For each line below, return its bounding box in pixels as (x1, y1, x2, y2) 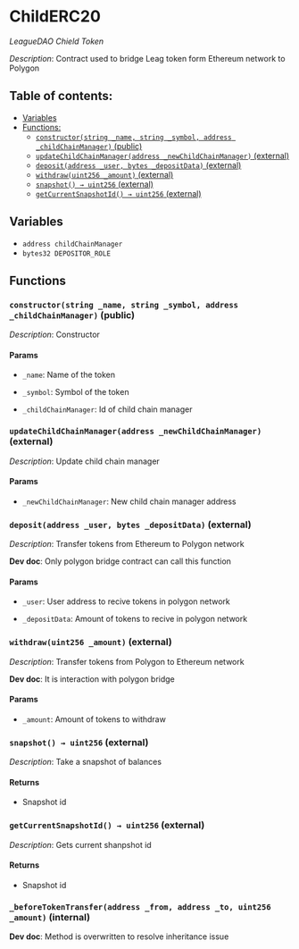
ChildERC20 (9, 6, 101, 27)
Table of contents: (9, 88, 113, 104)
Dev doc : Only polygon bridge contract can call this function (9, 556, 232, 567)
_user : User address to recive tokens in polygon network (21, 596, 230, 607)
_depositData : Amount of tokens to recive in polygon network (21, 614, 248, 625)
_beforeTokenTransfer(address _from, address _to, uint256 (9, 902, 271, 912)
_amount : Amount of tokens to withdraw (21, 713, 167, 725)
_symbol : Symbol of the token (21, 387, 129, 398)
